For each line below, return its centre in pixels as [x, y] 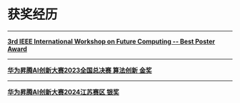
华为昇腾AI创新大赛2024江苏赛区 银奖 [64, 92]
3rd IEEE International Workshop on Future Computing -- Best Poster [111, 41]
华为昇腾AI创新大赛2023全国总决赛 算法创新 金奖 [80, 70]
